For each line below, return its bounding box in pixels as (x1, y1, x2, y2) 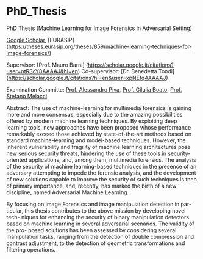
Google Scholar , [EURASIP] (6, 36, 74, 43)
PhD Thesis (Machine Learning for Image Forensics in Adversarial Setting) (6, 24, 192, 32)
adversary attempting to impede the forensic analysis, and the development (6, 169, 196, 177)
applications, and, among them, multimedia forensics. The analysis (28, 156, 196, 163)
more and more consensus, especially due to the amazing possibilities (6, 111, 183, 118)
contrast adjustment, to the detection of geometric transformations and (6, 239, 185, 247)
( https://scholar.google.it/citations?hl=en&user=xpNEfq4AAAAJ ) (6, 74, 169, 81)
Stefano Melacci (6, 92, 48, 100)
